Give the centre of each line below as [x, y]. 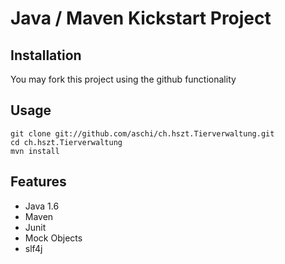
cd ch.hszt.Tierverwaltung [66, 142]
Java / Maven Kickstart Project [141, 18]
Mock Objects [53, 238]
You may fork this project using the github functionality [123, 79]
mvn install [35, 151]
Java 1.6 [42, 206]
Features [38, 182]
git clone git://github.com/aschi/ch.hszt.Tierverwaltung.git [142, 133]
